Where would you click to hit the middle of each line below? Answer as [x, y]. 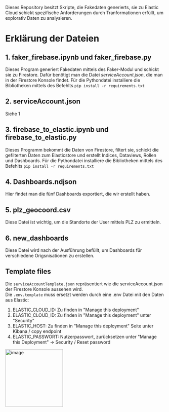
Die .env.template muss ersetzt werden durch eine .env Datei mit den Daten [85, 294]
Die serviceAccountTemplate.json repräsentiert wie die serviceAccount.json [84, 284]
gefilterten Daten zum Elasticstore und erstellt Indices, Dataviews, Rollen [81, 155]
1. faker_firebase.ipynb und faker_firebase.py [78, 57]
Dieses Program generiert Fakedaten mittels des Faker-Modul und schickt [82, 69]
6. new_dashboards [37, 238]
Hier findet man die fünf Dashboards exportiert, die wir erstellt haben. [78, 194]
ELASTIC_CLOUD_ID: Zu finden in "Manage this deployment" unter [82, 315]
